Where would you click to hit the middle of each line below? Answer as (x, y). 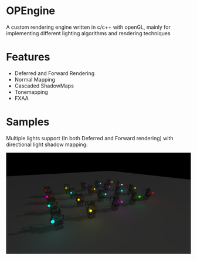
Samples (28, 122)
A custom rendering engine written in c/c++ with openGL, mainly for (89, 27)
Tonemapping (31, 92)
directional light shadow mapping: (47, 144)
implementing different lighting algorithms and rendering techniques (89, 33)
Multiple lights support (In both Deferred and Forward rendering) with (90, 138)
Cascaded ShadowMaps (44, 86)
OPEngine (31, 11)
